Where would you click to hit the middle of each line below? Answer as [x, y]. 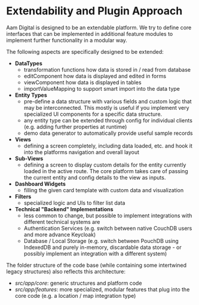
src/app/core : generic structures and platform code [78, 283]
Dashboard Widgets [40, 184]
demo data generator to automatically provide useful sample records [108, 133]
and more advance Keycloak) [60, 235]
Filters [23, 196]
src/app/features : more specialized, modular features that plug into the [102, 289]
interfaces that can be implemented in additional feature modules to [90, 33]
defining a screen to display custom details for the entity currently [105, 165]
